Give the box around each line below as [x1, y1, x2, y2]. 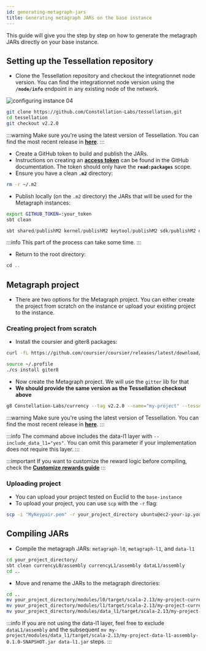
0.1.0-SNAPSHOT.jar [6, 639, 56, 645]
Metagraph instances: [15, 199, 71, 206]
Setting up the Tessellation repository [6, 56, 153, 66]
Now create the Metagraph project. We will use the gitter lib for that [15, 378, 189, 386]
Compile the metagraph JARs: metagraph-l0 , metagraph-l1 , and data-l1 [15, 545, 195, 552]
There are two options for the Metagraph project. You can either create [15, 296, 195, 303]
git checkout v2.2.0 [6, 120, 59, 127]
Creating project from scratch [6, 324, 97, 333]
